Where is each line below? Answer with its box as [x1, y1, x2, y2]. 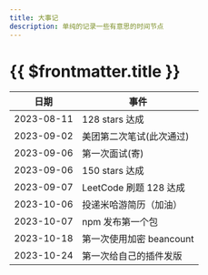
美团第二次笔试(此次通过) [81, 130, 190, 143]
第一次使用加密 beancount [81, 233, 194, 246]
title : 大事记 [9, 13, 59, 23]
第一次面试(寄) [81, 148, 144, 160]
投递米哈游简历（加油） [81, 199, 183, 211]
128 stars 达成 [81, 113, 144, 126]
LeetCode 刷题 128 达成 [81, 181, 186, 194]
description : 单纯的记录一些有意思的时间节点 [9, 22, 164, 31]
